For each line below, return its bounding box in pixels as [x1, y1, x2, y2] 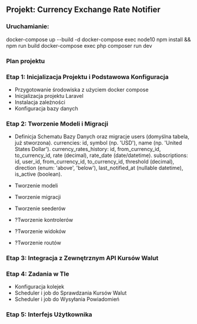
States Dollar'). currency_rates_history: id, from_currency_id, [14, 146, 161, 153]
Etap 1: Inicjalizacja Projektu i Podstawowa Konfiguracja [6, 73, 169, 81]
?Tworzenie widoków [14, 228, 66, 235]
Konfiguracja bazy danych [14, 104, 78, 112]
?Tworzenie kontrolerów [14, 217, 74, 224]
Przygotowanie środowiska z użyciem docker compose [14, 86, 149, 93]
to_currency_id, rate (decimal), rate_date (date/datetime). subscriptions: [14, 152, 188, 159]
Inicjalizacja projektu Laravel [14, 92, 84, 99]
